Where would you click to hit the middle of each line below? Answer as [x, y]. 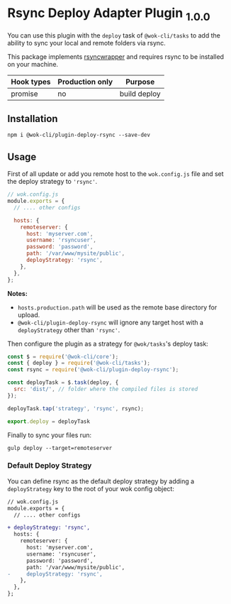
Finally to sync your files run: [50, 435]
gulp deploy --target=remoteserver [60, 448]
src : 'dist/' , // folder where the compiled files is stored [106, 389]
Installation [33, 119]
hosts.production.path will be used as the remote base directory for [117, 307]
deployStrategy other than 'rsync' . [69, 330]
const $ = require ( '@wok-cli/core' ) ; [63, 356]
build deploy [140, 94]
